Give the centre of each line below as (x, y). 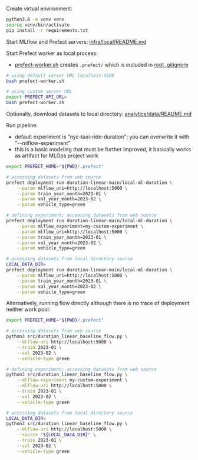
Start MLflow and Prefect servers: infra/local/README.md (76, 41)
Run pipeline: (22, 125)
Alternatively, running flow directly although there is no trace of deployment (98, 303)
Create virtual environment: (39, 9)
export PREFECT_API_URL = (37, 97)
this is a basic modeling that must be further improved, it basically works (103, 149)
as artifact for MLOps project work (56, 156)
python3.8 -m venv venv (35, 20)
